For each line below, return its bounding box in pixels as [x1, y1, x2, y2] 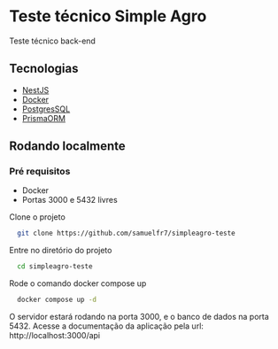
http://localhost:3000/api [9, 330, 100, 341]
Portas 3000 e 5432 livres [21, 195, 118, 206]
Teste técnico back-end [9, 35, 96, 46]
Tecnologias [9, 61, 79, 76]
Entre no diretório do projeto [9, 245, 112, 256]
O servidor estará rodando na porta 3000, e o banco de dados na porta [9, 312, 270, 322]
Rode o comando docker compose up [9, 278, 147, 289]
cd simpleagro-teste [17, 262, 93, 271]
